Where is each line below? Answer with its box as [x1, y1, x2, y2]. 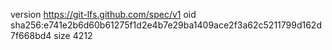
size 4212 [53, 30, 93, 41]
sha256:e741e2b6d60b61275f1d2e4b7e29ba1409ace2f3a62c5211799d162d [10, 19, 322, 31]
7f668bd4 [10, 30, 52, 41]
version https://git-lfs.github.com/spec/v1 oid [10, 9, 197, 20]
